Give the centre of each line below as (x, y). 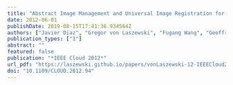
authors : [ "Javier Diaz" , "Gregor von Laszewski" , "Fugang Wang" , (105, 33)
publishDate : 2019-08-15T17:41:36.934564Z (69, 26)
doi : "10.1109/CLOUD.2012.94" (51, 71)
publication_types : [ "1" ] (44, 39)
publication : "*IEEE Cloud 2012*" (57, 58)
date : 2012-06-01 (32, 20)
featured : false (31, 52)
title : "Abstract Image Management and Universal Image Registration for (116, 13)
